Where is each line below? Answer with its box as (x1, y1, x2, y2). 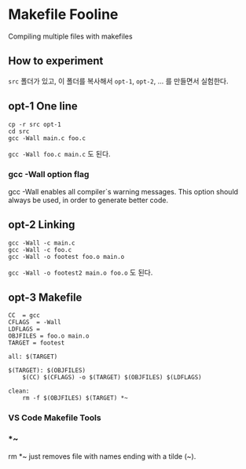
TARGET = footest (8, 339, 65, 347)
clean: (8, 387, 30, 395)
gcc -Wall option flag (8, 169, 90, 180)
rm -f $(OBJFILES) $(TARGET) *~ (22, 394, 128, 402)
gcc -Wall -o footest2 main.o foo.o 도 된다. (8, 268, 153, 277)
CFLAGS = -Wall (8, 319, 61, 327)
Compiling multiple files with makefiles (8, 31, 133, 41)
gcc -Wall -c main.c (8, 238, 76, 247)
